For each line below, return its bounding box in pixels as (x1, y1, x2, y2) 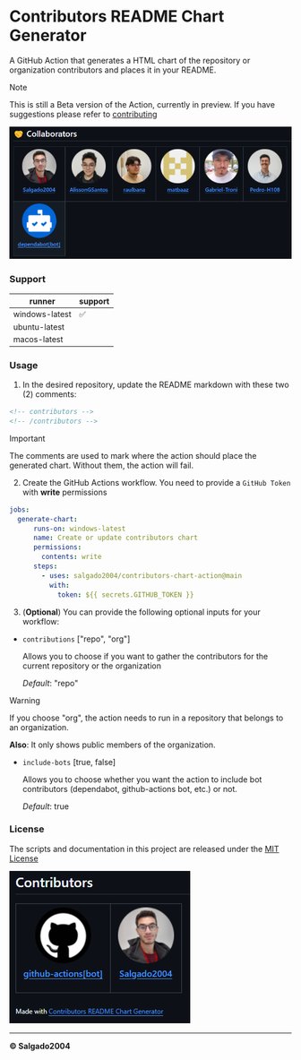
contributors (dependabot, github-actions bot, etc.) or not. (21, 783, 237, 794)
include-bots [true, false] (21, 756, 116, 767)
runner (29, 296, 56, 306)
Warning (9, 694, 40, 705)
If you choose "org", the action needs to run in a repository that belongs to (9, 712, 284, 723)
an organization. (9, 721, 69, 732)
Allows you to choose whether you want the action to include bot (21, 773, 262, 785)
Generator (9, 25, 87, 46)
